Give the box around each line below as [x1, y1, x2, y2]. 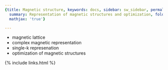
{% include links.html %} [5, 60, 56, 66]
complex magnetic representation [12, 40, 82, 46]
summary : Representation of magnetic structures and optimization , [9, 12, 153, 17]
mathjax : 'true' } [9, 16, 46, 21]
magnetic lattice [12, 34, 46, 40]
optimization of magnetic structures [12, 50, 86, 56]
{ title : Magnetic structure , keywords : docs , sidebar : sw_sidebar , [5, 7, 149, 12]
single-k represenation [12, 45, 59, 51]
